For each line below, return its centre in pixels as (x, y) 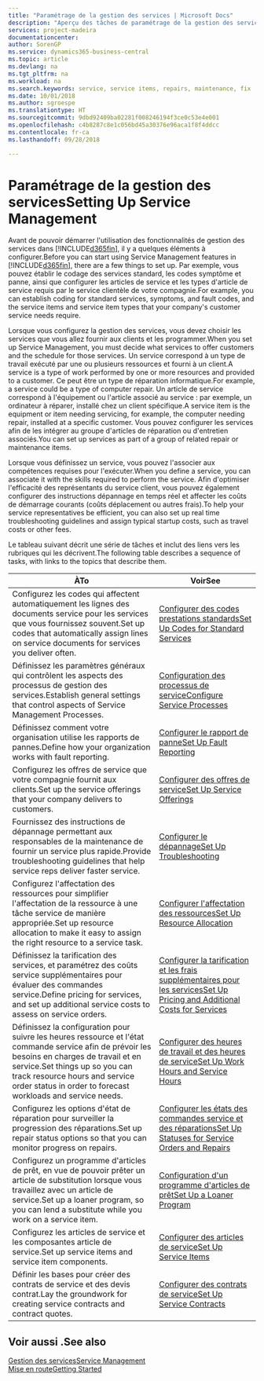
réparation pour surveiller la (63, 1119)
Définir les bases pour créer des (71, 1275)
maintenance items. (40, 448)
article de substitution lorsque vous (77, 1181)
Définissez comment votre (60, 727)
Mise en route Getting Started (55, 1369)
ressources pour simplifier (60, 894)
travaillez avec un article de (63, 1190)
